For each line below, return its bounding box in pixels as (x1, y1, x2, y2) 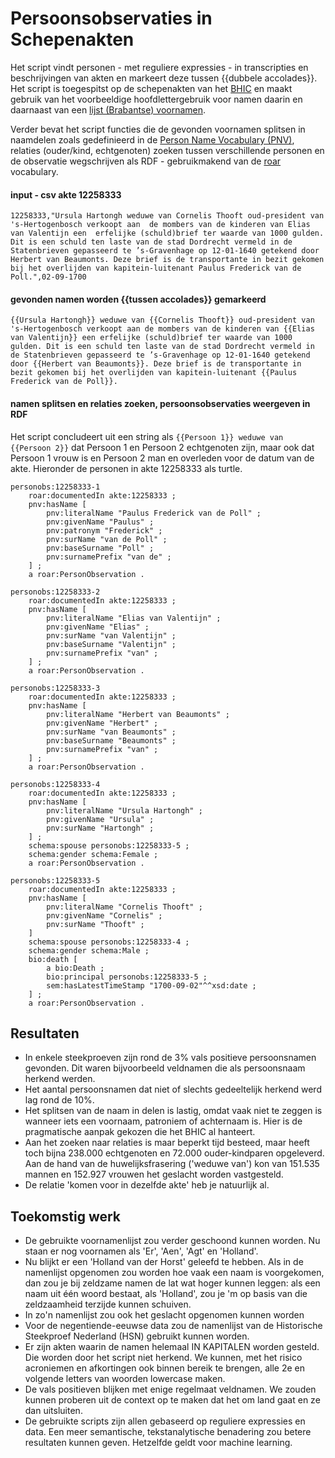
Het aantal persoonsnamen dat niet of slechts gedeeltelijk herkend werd (24, 1083, 322, 1096)
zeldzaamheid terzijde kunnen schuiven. (24, 1298, 192, 1311)
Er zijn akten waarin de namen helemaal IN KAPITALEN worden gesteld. (24, 1341, 320, 1353)
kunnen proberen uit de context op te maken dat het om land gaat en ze (24, 1394, 321, 1406)
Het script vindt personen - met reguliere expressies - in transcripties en (10, 61, 309, 73)
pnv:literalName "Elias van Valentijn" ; (46, 613, 222, 623)
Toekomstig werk (10, 1208, 122, 1225)
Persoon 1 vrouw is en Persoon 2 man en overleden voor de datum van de (10, 452, 315, 464)
